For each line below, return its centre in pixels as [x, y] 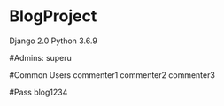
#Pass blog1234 [39, 92]
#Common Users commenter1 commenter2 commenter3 [112, 75]
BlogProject [53, 16]
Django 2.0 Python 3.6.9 [53, 41]
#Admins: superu [41, 57]
